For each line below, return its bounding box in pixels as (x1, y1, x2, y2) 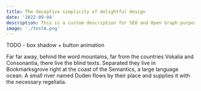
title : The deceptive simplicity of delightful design (6, 8, 146, 15)
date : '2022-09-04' (6, 14, 55, 20)
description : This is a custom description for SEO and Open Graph (6, 20, 178, 26)
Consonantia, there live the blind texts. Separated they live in (6, 59, 156, 67)
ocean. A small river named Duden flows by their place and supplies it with (6, 72, 190, 79)
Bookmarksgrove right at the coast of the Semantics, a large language (6, 66, 179, 73)
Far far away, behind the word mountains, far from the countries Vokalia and (6, 53, 194, 60)
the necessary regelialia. (6, 79, 67, 86)
